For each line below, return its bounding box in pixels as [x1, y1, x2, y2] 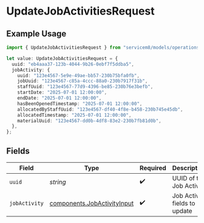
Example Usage [6, 29, 67, 39]
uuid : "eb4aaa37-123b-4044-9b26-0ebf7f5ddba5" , [12, 61, 135, 67]
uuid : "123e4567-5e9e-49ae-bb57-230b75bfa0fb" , [17, 72, 140, 78]
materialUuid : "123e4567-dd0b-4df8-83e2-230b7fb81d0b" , [17, 117, 162, 124]
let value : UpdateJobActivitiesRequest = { [6, 55, 118, 61]
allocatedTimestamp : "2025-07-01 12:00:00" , [17, 112, 132, 118]
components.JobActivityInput [49, 199, 134, 207]
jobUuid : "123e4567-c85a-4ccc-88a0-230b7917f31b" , [17, 78, 148, 84]
